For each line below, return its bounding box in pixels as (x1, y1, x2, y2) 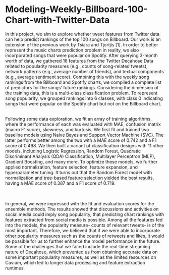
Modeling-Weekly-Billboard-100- (5, 4, 148, 15)
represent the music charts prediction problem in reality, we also (5, 47, 139, 53)
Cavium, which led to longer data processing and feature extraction (5, 259, 145, 265)
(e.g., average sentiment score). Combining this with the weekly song (5, 74, 150, 80)
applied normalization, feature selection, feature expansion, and (5, 164, 138, 170)
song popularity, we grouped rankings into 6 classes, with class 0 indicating (5, 95, 163, 101)
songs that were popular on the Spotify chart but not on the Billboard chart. (5, 100, 161, 106)
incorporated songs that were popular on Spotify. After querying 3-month (5, 52, 158, 59)
